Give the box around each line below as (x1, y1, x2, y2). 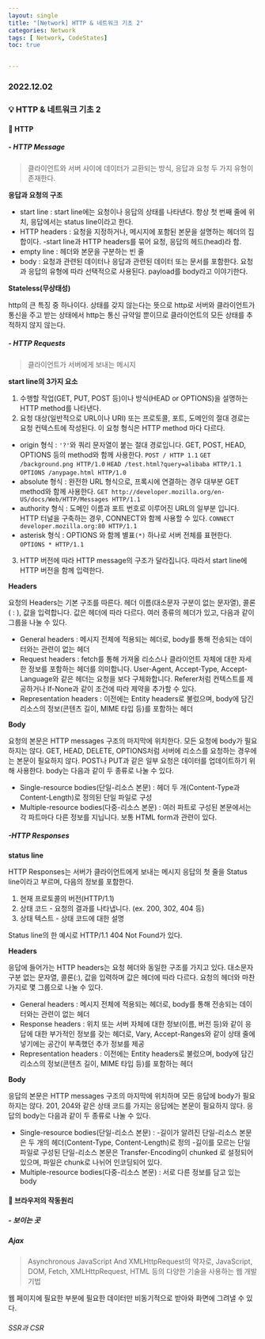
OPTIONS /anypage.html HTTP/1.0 (19, 469, 127, 477)
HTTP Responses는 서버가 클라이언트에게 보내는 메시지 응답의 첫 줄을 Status (8, 867, 248, 877)
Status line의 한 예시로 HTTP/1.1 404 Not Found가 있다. (8, 930, 183, 940)
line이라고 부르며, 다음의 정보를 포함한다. (8, 877, 134, 887)
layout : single (8, 11, 59, 20)
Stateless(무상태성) (8, 283, 71, 293)
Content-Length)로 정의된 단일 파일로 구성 (19, 792, 153, 802)
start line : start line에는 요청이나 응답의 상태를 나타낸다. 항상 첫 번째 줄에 (19, 207, 247, 217)
